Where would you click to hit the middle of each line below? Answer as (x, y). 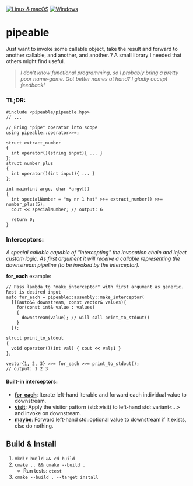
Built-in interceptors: (32, 382)
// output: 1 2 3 (27, 368)
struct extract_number (34, 143)
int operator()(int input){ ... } (53, 174)
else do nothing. (34, 425)
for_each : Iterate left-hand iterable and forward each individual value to (100, 394)
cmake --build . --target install (56, 477)
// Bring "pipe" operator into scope (52, 128)
